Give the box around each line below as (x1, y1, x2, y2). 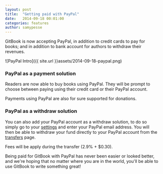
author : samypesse (5, 25, 42, 30)
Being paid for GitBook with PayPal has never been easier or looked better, (5, 153, 155, 159)
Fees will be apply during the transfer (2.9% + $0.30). (5, 143, 113, 149)
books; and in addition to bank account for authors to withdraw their (5, 44, 142, 49)
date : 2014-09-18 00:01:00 (5, 16, 64, 21)
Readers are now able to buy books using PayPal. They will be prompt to (5, 81, 150, 87)
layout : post (5, 7, 32, 12)
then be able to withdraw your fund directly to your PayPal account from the (5, 129, 158, 135)
